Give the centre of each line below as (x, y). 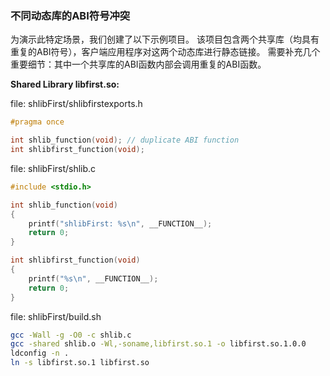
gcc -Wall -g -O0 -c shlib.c (71, 335)
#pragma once (37, 122)
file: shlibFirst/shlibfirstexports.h (76, 104)
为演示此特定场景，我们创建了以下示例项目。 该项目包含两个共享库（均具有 (165, 39)
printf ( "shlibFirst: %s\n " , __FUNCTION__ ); (120, 223)
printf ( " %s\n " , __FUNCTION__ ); (93, 278)
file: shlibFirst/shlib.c (53, 168)
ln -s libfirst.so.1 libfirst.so (80, 363)
